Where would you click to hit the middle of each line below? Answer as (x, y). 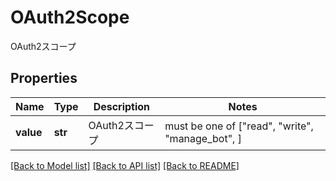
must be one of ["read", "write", (239, 126)
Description (122, 106)
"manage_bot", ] (203, 138)
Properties (44, 78)
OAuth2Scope (70, 17)
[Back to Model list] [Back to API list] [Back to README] (125, 165)
